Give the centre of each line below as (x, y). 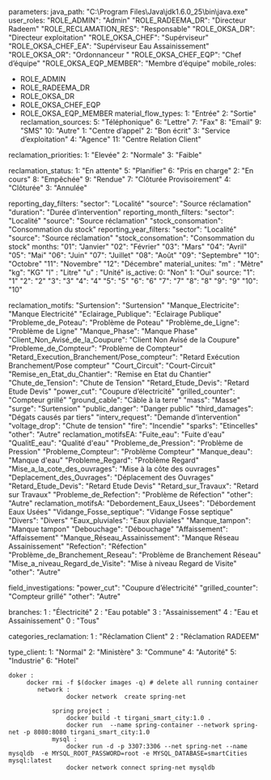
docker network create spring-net (126, 697)
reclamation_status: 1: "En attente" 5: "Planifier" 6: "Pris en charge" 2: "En (131, 170)
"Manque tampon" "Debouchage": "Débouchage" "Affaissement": (118, 529)
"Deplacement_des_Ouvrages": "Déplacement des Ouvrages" (111, 477)
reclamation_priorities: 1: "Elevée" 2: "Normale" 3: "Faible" (105, 155)
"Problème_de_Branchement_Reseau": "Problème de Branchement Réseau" (135, 555)
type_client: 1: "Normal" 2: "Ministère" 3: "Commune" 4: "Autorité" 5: (123, 652)
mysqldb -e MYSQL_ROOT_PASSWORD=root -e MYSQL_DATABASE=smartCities (128, 753)
